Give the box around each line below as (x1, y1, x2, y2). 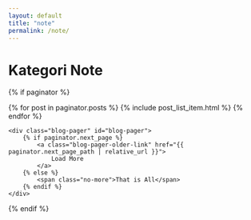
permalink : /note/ (8, 26, 70, 34)
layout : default (8, 11, 62, 20)
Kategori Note (8, 61, 103, 79)
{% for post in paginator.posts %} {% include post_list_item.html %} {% (8, 103, 244, 113)
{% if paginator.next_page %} (22, 134, 124, 142)
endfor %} (8, 111, 42, 121)
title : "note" (8, 19, 56, 27)
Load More (50, 155, 84, 163)
